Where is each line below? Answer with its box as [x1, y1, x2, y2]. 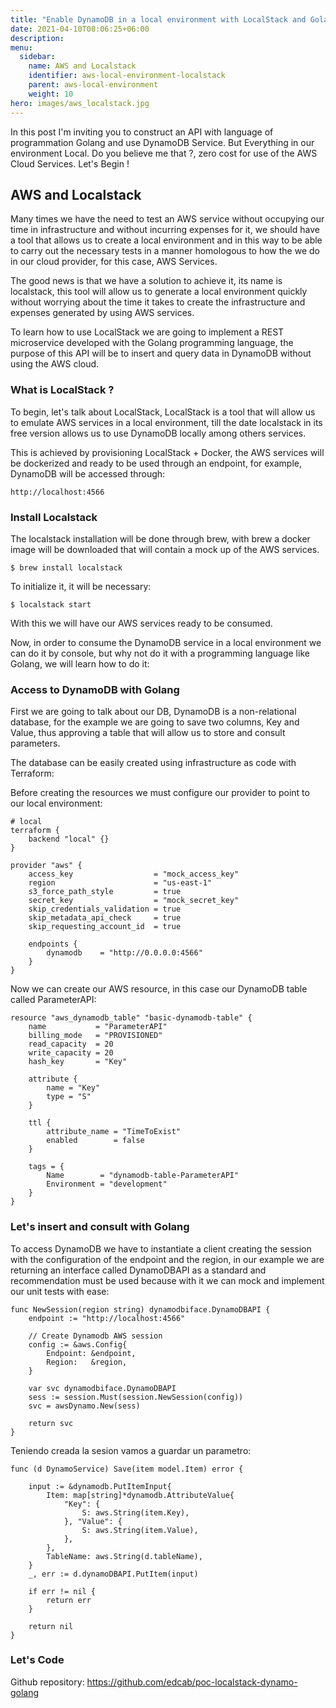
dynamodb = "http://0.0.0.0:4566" [46, 948, 203, 958]
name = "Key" [46, 1083, 101, 1093]
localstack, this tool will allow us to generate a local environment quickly [10, 286, 308, 298]
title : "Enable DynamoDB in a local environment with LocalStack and [10, 14, 307, 25]
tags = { [28, 1162, 65, 1172]
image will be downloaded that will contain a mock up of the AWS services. [10, 543, 320, 555]
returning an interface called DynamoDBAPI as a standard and [10, 1264, 267, 1276]
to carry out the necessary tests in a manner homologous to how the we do [10, 245, 320, 257]
